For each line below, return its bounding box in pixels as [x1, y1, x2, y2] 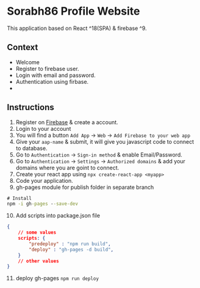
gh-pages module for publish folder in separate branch [15, 183, 154, 191]
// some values [18, 229, 57, 236]
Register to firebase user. [15, 65, 79, 72]
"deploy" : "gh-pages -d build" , [29, 246, 114, 253]
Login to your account [15, 125, 71, 132]
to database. [15, 144, 48, 152]
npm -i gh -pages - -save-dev [7, 201, 79, 207]
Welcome [15, 58, 40, 65]
